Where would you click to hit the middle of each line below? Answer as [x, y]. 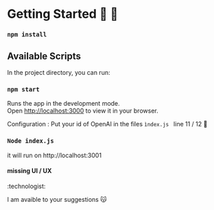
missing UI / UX [29, 171]
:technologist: [26, 186]
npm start [23, 89]
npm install [27, 35]
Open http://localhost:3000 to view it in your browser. [83, 111]
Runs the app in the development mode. [63, 104]
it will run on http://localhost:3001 [54, 155]
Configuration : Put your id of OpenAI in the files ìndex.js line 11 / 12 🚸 [107, 124]
